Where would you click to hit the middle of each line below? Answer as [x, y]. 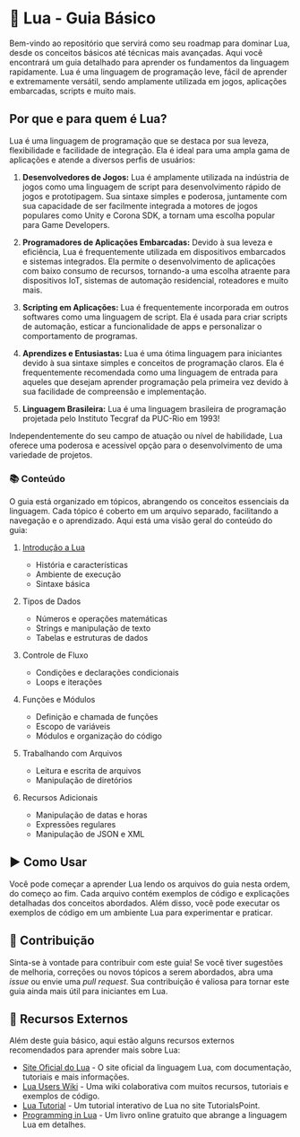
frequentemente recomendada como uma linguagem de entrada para [150, 372]
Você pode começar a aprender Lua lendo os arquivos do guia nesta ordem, [150, 884]
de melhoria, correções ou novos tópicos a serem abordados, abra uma [141, 972]
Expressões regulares [76, 825]
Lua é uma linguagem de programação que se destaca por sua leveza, [139, 140]
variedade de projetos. [51, 455]
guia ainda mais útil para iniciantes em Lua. [89, 991]
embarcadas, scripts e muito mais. [73, 91]
